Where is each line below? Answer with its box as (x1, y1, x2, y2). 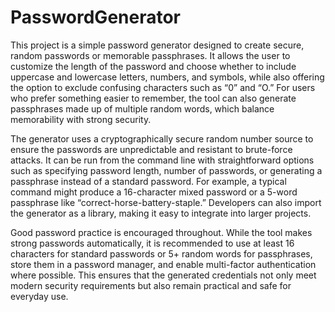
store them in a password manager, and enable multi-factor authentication (10, 258, 317, 270)
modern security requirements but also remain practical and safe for (10, 279, 292, 291)
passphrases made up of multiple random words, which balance (10, 102, 275, 115)
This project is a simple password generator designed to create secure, (10, 39, 305, 51)
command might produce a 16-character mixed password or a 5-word (10, 186, 298, 198)
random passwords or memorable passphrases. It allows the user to (10, 49, 291, 61)
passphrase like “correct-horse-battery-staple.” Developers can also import (10, 196, 322, 208)
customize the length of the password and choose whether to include (10, 60, 297, 72)
